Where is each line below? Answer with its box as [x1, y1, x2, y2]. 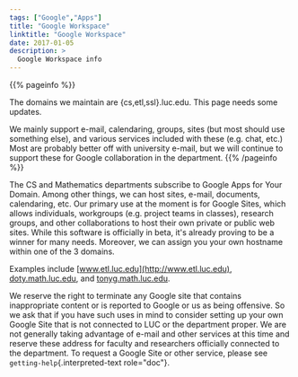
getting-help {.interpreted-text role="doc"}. [9, 357, 171, 368]
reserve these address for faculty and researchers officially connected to [9, 338, 280, 348]
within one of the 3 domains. [9, 246, 115, 257]
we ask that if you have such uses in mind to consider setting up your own [9, 310, 285, 320]
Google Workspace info [17, 55, 102, 64]
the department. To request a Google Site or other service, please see [9, 347, 267, 358]
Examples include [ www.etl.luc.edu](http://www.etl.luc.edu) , [9, 264, 232, 274]
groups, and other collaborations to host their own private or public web [9, 217, 276, 228]
